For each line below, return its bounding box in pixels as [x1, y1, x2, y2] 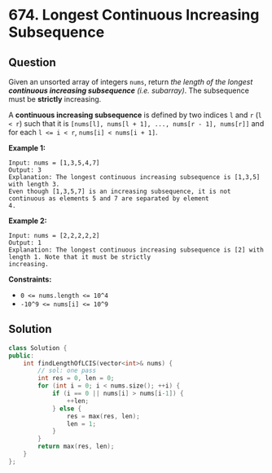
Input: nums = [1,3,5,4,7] [8, 159, 100, 167]
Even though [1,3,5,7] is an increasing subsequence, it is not [8, 187, 231, 195]
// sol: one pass [37, 366, 96, 375]
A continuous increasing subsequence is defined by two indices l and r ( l [8, 110, 262, 120]
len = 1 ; [66, 419, 96, 428]
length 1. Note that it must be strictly [8, 253, 151, 261]
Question [8, 55, 56, 69]
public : [8, 352, 35, 360]
